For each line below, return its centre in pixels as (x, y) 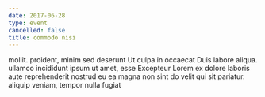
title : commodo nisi (42, 37)
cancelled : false (37, 30)
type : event (28, 23)
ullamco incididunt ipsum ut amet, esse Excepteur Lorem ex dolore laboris (129, 69)
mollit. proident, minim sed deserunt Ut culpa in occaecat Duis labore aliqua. (133, 60)
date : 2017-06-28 (37, 15)
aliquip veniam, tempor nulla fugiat (65, 85)
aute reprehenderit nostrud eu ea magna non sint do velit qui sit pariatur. (127, 76)
